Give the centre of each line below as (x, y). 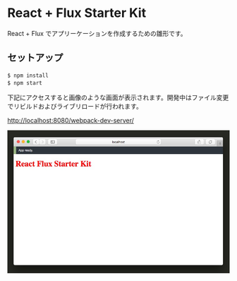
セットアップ (35, 58)
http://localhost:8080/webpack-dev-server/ (71, 120)
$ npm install (28, 76)
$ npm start (25, 83)
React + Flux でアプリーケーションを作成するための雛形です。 (97, 33)
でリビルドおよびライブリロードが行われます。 (75, 106)
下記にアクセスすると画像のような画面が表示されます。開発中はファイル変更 (118, 97)
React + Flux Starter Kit (77, 13)
